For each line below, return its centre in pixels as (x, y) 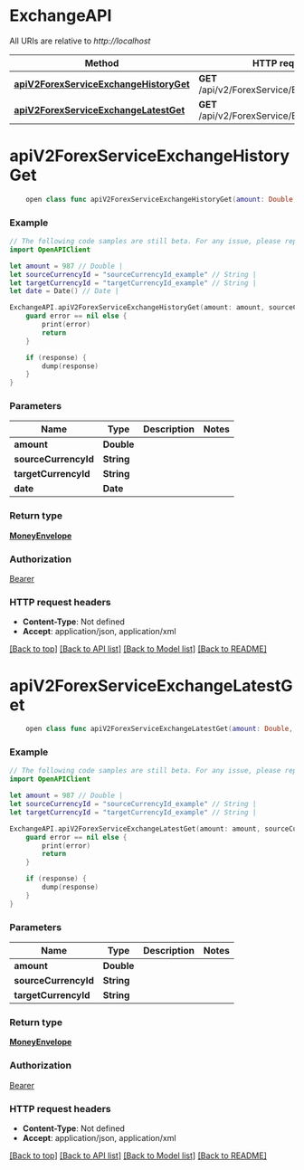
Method (102, 62)
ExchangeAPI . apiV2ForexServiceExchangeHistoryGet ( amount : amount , (137, 308)
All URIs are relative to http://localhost (80, 41)
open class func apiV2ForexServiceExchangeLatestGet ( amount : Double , (160, 729)
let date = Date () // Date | (64, 291)
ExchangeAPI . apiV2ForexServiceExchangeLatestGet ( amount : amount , (135, 829)
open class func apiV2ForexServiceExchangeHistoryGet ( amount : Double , (161, 199)
